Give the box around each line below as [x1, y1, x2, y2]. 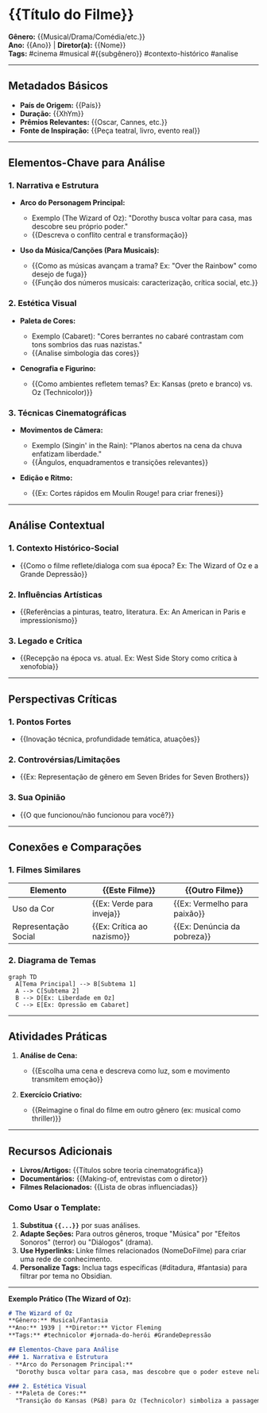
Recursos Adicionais [8, 1144, 113, 1158]
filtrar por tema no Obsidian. [19, 1271, 113, 1280]
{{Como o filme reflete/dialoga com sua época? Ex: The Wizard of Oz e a [19, 560, 259, 570]
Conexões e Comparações [8, 840, 142, 854]
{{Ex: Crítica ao [91, 921, 149, 932]
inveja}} [91, 908, 121, 919]
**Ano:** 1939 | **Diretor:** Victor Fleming [8, 1324, 161, 1332]
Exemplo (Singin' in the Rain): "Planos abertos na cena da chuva [31, 441, 242, 451]
